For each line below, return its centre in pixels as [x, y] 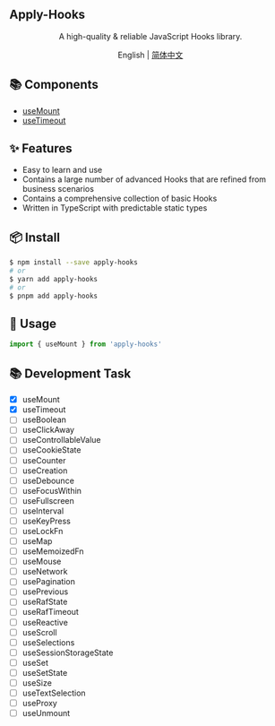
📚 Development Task [70, 373]
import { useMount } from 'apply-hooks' [86, 344]
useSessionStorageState [68, 653]
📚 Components [54, 85]
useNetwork [45, 572]
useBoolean [44, 419]
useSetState [45, 672]
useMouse [42, 562]
